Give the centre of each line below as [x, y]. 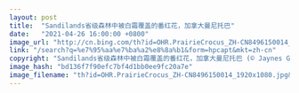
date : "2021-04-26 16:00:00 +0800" [79, 34]
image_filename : [39, 75]
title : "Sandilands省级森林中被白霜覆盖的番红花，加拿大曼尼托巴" [122, 26]
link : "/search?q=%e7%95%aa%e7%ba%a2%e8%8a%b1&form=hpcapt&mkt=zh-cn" [143, 50]
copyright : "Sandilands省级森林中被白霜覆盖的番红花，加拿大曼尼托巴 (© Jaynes [146, 58]
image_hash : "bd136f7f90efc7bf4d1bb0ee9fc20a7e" [101, 67]
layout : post [33, 17]
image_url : [29, 42]
